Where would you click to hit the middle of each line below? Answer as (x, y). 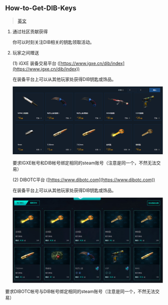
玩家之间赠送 (25, 52)
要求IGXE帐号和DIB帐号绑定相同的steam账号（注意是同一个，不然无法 (84, 163)
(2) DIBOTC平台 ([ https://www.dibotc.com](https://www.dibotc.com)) (84, 180)
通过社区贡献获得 (30, 31)
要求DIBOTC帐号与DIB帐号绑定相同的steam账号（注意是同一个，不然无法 (80, 291)
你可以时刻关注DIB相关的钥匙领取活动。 (53, 42)
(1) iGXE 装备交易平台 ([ (36, 63)
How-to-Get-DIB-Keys (41, 8)
